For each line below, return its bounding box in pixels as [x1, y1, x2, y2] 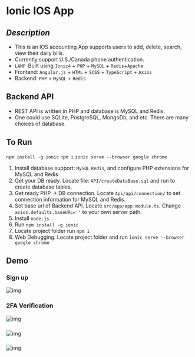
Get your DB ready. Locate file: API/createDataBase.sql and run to [14, 177, 176, 184]
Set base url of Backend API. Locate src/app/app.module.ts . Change [14, 202, 181, 209]
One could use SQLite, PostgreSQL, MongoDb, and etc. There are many [14, 113, 189, 121]
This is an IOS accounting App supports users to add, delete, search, [14, 43, 182, 50]
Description [6, 28, 50, 38]
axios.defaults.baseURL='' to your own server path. [14, 208, 143, 215]
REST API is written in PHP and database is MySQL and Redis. [14, 108, 166, 115]
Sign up [6, 273, 29, 281]
